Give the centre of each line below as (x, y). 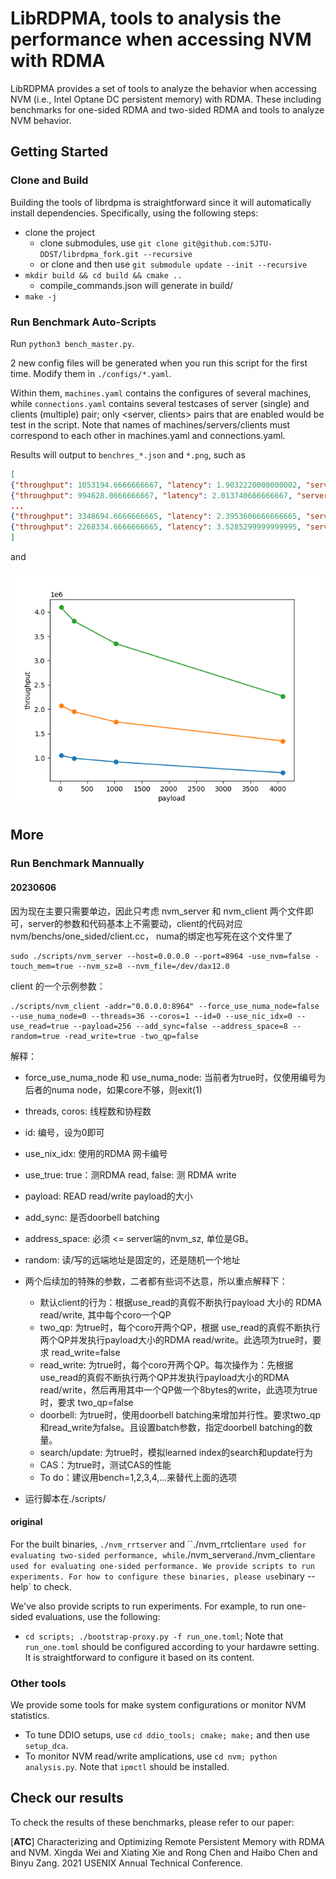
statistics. (30, 1716)
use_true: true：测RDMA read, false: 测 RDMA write (130, 1174)
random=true (35, 1036)
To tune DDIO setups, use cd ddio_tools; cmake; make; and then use (167, 1735)
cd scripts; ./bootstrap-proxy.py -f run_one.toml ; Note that (154, 1636)
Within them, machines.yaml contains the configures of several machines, (161, 393)
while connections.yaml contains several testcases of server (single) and (160, 403)
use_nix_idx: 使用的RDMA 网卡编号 (96, 1153)
